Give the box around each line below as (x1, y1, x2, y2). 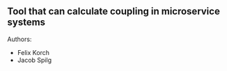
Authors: (7, 35, 32, 43)
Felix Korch (17, 48, 50, 56)
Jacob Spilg (17, 56, 52, 64)
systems (7, 17, 46, 29)
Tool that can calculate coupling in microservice (7, 6, 221, 17)
